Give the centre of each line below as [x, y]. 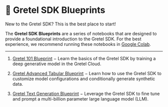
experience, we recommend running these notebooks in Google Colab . [78, 44]
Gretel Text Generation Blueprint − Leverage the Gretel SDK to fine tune [86, 94]
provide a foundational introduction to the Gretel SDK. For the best [73, 39]
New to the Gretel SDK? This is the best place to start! [60, 24]
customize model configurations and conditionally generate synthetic [84, 79]
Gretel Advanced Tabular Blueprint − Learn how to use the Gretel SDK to [87, 73]
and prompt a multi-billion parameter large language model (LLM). [80, 99]
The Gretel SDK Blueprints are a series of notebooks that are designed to [81, 33]
